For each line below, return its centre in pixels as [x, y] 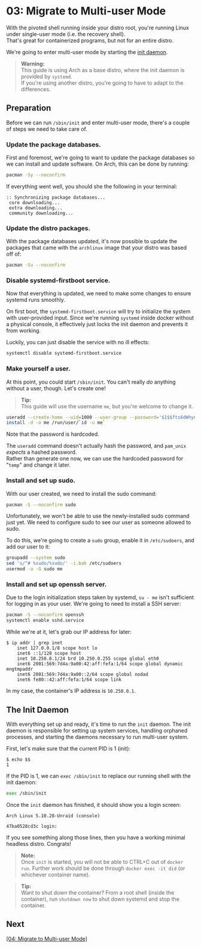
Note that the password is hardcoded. [53, 434]
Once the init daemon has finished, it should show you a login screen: [94, 805]
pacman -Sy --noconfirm [36, 175]
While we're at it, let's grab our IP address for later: [69, 632]
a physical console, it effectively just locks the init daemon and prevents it [97, 324]
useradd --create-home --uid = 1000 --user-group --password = [83, 417]
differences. [36, 89]
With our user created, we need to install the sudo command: [81, 494]
